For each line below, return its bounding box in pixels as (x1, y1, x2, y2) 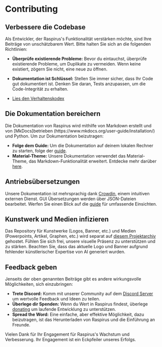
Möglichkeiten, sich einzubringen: (5, 281, 73, 287)
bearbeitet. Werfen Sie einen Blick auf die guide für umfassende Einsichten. (5, 201, 157, 207)
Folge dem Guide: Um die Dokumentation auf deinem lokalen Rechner (12, 142, 154, 148)
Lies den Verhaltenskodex (12, 95, 64, 101)
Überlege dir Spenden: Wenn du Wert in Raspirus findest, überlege (12, 301, 148, 307)
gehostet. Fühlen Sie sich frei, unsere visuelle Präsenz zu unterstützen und (5, 238, 156, 244)
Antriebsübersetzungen (5, 178, 80, 186)
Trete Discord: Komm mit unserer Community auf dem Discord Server (12, 291, 153, 297)
